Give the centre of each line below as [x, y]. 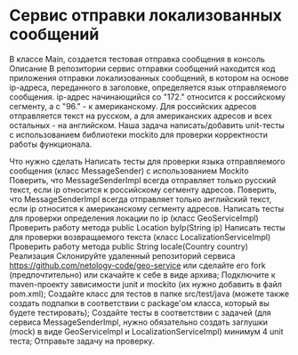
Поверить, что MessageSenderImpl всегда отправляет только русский [143, 180]
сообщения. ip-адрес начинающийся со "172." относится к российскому [148, 97]
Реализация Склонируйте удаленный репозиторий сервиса [122, 255]
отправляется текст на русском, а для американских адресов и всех [141, 116]
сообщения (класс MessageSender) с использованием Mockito [129, 171]
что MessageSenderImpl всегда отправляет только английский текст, [141, 199]
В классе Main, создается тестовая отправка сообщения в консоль [137, 59]
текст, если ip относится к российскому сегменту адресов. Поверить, [143, 190]
